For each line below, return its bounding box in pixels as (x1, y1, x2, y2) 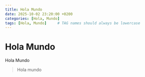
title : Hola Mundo (5, 7, 42, 12)
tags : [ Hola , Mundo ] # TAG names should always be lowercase (5, 20, 140, 26)
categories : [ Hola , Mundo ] (5, 16, 60, 21)
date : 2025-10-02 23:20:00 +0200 (5, 12, 73, 16)
